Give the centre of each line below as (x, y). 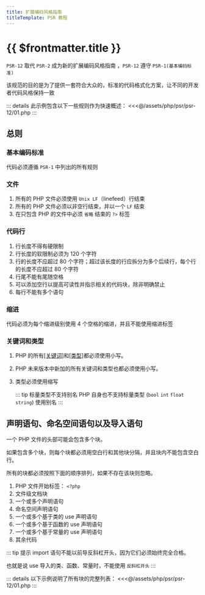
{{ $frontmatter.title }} (64, 48)
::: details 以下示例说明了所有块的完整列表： (61, 578)
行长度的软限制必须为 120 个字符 (56, 253)
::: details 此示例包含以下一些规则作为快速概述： (67, 106)
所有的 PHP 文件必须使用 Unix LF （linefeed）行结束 (80, 199)
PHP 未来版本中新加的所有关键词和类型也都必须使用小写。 (88, 369)
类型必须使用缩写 (37, 382)
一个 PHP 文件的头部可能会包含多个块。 (56, 440)
